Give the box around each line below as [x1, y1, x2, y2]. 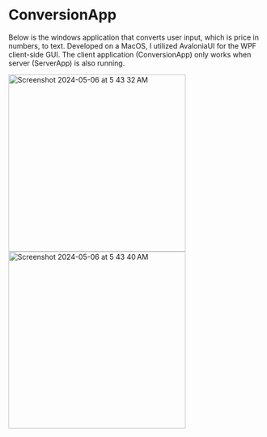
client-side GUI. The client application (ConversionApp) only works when [8, 49, 252, 59]
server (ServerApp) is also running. [8, 58, 125, 68]
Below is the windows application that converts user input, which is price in [8, 32, 259, 42]
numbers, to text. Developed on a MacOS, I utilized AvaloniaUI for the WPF [8, 40, 257, 50]
